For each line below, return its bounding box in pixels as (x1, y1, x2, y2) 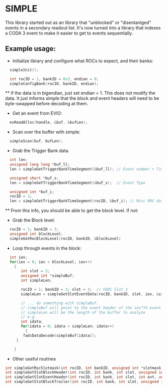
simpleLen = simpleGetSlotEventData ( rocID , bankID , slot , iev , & (20, 291, 159, 297)
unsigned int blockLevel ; (9, 231, 64, 236)
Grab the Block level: (12, 217, 55, 223)
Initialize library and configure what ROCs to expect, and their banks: (12, 58, 154, 64)
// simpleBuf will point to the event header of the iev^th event (20, 305, 162, 310)
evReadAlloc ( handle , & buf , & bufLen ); (9, 120, 88, 125)
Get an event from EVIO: (12, 110, 62, 116)
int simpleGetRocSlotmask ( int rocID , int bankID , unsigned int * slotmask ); (5, 365, 166, 371)
